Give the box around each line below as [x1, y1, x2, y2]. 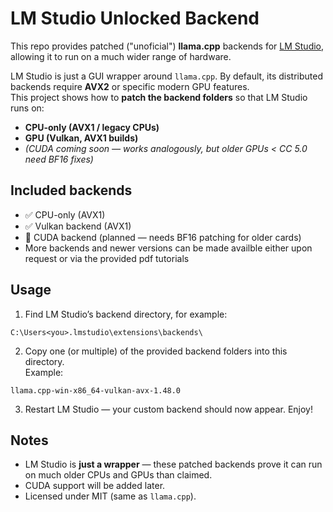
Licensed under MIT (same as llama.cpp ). [24, 490, 197, 502]
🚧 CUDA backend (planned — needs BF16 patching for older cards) [24, 231, 302, 243]
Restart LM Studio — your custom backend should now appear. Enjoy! [24, 403, 313, 415]
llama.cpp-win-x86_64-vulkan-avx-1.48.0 [10, 385, 182, 396]
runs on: [10, 102, 45, 114]
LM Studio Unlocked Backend [10, 7, 260, 30]
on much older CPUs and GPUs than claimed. [24, 469, 213, 481]
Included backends [10, 182, 133, 199]
